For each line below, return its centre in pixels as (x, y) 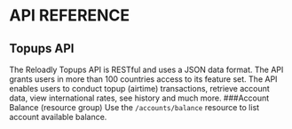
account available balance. (58, 117)
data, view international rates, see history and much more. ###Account (139, 98)
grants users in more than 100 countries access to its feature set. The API (143, 79)
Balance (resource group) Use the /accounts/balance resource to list (134, 107)
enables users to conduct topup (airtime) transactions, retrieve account (140, 89)
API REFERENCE (70, 16)
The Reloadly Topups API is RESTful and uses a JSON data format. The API (146, 69)
